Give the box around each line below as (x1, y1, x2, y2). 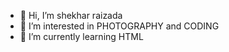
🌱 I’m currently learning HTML (19, 31, 144, 42)
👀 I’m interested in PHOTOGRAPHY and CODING (19, 20, 220, 32)
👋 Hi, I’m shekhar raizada (19, 10, 123, 21)
